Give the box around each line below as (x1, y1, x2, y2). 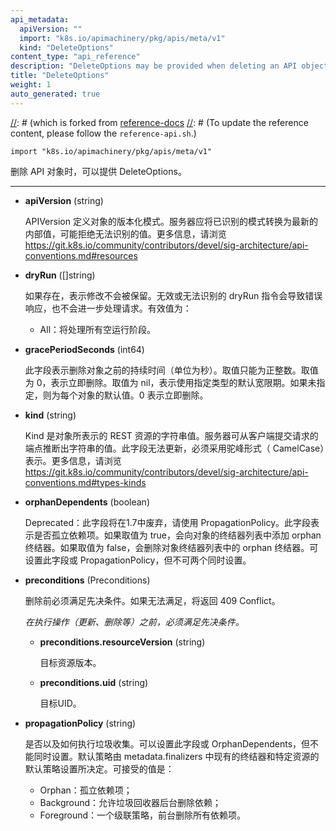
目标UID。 (39, 697, 82, 709)
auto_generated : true (10, 89, 101, 99)
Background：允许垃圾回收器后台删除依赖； (39, 796, 222, 808)
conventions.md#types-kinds (24, 476, 147, 488)
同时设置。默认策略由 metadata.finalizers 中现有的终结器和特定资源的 (33, 750, 320, 762)
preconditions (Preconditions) (24, 574, 151, 586)
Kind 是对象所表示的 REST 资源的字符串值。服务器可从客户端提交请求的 (24, 429, 319, 441)
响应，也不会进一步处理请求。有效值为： (24, 302, 192, 314)
